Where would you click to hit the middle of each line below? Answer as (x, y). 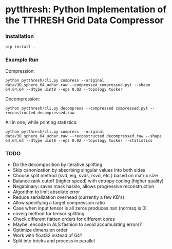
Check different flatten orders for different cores (64, 219)
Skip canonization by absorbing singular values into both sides (79, 170)
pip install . (21, 47)
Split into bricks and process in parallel (54, 241)
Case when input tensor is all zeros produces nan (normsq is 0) (80, 208)
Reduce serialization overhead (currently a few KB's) (69, 197)
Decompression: (23, 99)
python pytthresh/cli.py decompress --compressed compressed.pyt (77, 108)
